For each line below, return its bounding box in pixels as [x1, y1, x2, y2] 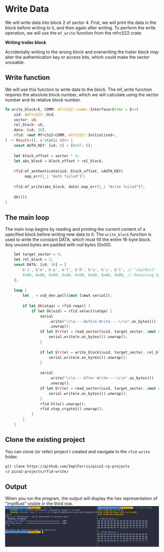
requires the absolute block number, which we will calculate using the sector [5, 91, 159, 97]
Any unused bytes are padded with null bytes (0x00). [5, 242, 112, 248]
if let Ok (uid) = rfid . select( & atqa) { [31, 309, 112, 313]
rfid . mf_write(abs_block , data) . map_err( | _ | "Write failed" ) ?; [14, 184, 145, 189]
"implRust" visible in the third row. [5, 501, 73, 507]
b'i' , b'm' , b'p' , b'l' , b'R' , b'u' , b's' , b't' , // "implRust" [22, 267, 156, 272]
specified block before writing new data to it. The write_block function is [5, 231, 152, 238]
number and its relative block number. [5, 97, 82, 103]
